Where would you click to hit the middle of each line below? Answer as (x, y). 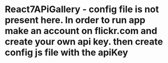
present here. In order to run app (75, 20)
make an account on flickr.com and (81, 31)
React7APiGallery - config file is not (82, 9)
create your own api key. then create (84, 42)
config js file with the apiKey (67, 53)
